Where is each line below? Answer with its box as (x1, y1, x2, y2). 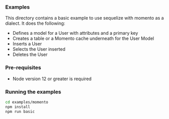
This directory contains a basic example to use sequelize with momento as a (5, 15, 164, 21)
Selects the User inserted (12, 46, 66, 52)
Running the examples (5, 88, 62, 95)
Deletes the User (12, 51, 48, 57)
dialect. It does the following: (5, 20, 66, 26)
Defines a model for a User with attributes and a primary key (12, 30, 138, 36)
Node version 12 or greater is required (12, 76, 92, 82)
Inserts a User (12, 41, 42, 47)
